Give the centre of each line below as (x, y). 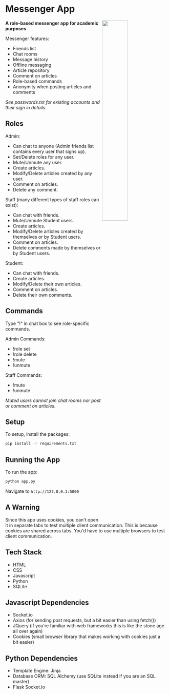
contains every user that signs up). (49, 151)
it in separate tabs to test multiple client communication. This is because (81, 525)
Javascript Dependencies (47, 602)
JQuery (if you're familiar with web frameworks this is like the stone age (89, 626)
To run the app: (22, 472)
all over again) (28, 631)
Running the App (33, 460)
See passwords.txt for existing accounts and (52, 102)
